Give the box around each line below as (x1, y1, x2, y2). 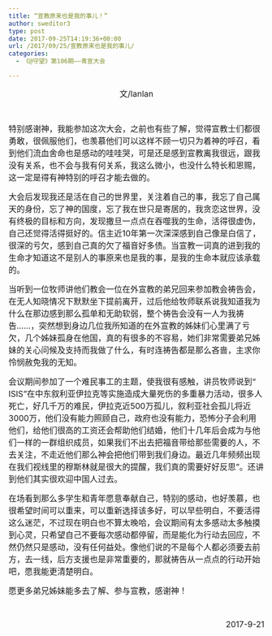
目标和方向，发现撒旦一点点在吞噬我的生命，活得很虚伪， (41, 215, 261, 227)
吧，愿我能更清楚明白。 (8, 565, 99, 577)
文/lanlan (119, 88, 154, 99)
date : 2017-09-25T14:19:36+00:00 (8, 34, 122, 43)
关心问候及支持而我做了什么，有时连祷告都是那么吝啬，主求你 (24, 344, 261, 356)
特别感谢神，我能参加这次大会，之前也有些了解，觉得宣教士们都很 (8, 123, 261, 134)
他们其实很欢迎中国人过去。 (16, 473, 123, 484)
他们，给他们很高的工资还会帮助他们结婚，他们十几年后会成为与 (8, 424, 253, 435)
